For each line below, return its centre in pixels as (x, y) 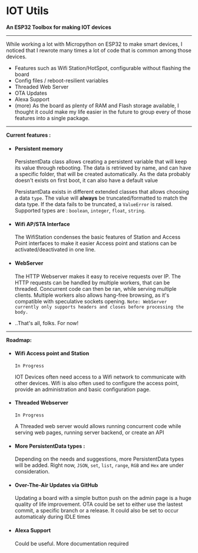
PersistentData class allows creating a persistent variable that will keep (101, 162)
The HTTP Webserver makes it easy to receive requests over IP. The (98, 276)
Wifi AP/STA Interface (42, 224)
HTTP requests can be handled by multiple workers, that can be (92, 282)
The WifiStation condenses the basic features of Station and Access (98, 237)
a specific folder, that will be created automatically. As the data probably (102, 174)
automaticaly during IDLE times (52, 517)
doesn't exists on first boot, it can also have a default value (86, 180)
